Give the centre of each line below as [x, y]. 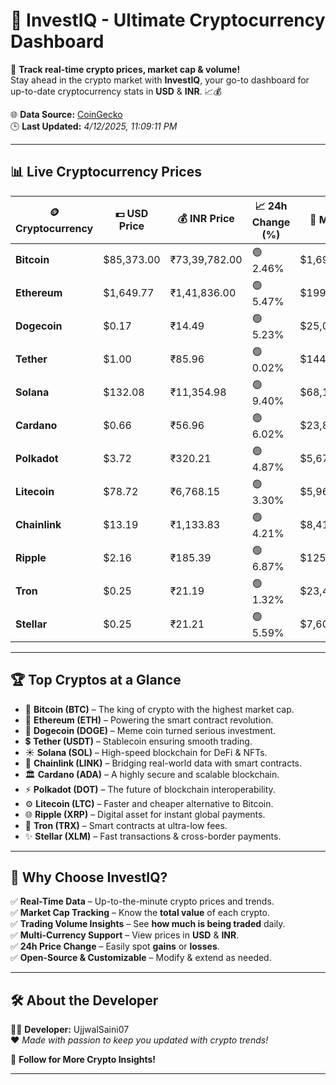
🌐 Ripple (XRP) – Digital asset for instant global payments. [145, 814]
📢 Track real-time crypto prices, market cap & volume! [125, 69]
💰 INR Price [206, 218]
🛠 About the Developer [84, 1000]
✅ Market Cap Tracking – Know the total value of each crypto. [140, 913]
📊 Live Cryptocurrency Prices [106, 172]
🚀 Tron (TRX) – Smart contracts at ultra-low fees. [126, 825]
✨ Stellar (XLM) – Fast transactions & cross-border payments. [153, 836]
